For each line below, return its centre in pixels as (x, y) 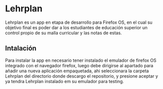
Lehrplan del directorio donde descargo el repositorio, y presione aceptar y (81, 76)
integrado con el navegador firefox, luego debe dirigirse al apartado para (79, 65)
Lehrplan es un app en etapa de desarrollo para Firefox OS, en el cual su (79, 22)
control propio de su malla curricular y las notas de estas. (63, 33)
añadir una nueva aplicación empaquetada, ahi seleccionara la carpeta (77, 71)
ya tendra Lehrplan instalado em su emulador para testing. (65, 81)
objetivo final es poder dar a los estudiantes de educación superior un (76, 27)
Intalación (21, 48)
